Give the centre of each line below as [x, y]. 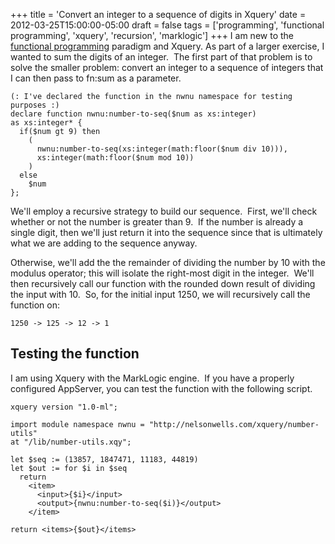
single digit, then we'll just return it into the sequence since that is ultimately [166, 232]
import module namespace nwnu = [77, 424]
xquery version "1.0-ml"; [64, 407]
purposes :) [35, 105]
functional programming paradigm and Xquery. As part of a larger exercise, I [167, 46]
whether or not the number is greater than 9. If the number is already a [157, 222]
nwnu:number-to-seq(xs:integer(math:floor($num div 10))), [162, 149]
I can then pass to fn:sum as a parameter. [96, 78]
